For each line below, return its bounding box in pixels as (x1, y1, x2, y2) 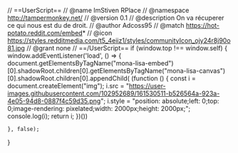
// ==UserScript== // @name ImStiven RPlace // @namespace (7, 6, 190, 14)
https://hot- (185, 21, 219, 29)
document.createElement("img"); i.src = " (7, 82, 130, 90)
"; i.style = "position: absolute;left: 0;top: (100, 97, 219, 105)
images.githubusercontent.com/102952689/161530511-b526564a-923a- (7, 89, 220, 97)
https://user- (128, 82, 166, 90)
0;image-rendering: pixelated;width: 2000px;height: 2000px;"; (7, 105, 191, 112)
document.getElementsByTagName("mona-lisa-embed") (7, 59, 174, 67)
